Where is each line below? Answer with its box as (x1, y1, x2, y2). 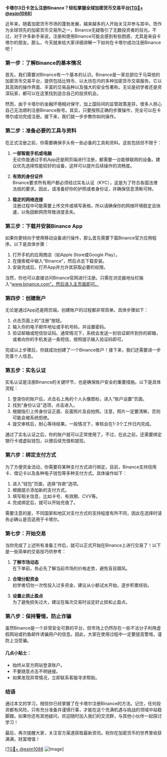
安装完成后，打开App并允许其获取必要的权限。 (12, 264, 108, 270)
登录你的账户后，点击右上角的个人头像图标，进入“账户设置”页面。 (12, 396, 148, 402)
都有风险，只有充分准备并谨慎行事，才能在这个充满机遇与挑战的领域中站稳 (9, 707, 162, 713)
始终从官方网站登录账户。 (12, 662, 65, 668)
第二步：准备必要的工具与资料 (5, 127, 77, 134)
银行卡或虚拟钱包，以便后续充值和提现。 (5, 438, 88, 444)
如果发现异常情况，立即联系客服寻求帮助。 (12, 674, 100, 681)
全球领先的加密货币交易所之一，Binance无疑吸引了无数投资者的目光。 (9, 27, 153, 33)
